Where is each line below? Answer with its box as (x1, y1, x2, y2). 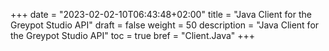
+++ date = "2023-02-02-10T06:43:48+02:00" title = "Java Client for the (10, 9, 312, 20)
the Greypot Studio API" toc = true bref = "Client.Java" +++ (10, 30, 256, 41)
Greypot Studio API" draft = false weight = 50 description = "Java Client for (10, 19, 320, 31)
